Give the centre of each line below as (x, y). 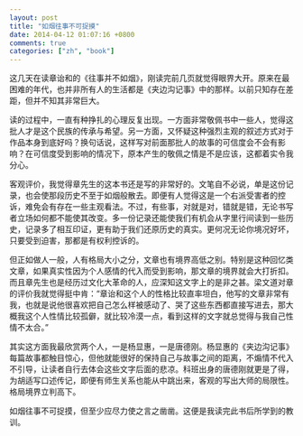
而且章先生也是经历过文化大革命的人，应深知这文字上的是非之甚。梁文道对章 (151, 283)
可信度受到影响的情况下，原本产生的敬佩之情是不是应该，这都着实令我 (163, 153)
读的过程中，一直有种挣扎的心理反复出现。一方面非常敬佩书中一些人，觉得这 (151, 120)
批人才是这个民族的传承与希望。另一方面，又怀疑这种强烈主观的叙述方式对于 (151, 131)
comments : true (38, 43)
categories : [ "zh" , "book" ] (62, 51)
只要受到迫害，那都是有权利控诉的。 (77, 241)
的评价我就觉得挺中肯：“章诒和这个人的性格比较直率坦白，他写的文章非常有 (150, 293)
